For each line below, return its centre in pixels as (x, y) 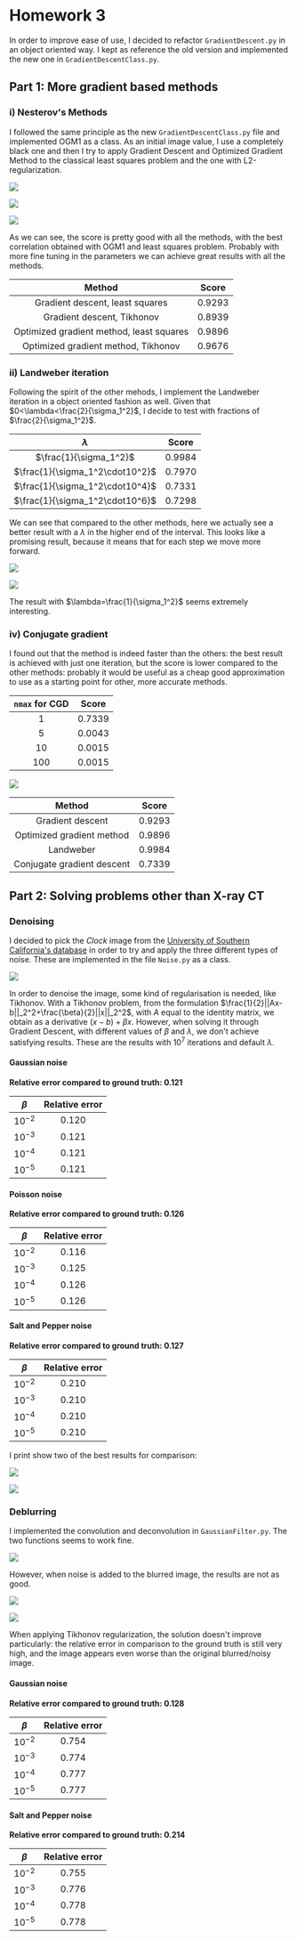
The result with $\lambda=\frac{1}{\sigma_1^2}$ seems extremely (129, 601)
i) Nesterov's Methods (59, 112)
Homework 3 (58, 16)
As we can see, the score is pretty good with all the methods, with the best (146, 237)
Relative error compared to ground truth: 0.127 (96, 1345)
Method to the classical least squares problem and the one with (125, 160)
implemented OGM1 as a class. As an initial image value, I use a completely (146, 141)
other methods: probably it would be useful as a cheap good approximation (147, 672)
